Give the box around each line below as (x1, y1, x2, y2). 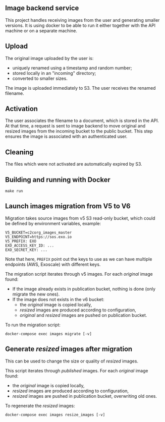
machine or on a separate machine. (5, 27, 78, 34)
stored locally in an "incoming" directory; (12, 70, 96, 76)
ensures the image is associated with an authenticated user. (5, 133, 128, 139)
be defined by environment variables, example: (5, 220, 102, 226)
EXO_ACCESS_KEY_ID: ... (5, 243, 55, 248)
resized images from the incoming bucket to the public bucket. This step (5, 128, 153, 134)
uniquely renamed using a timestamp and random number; (12, 64, 132, 71)
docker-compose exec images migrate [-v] (5, 331, 92, 336)
